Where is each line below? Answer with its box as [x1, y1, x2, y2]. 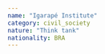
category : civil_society [7, 19, 91, 27]
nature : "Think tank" [7, 26, 80, 34]
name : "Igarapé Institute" [7, 11, 98, 20]
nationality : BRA [7, 33, 66, 42]
